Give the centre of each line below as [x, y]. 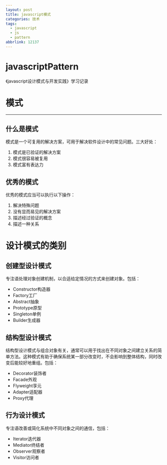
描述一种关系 [26, 224]
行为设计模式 [25, 415]
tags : [11, 24]
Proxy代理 [23, 398]
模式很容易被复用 [30, 158]
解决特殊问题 [26, 205]
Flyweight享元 [27, 386]
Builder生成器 [27, 320]
